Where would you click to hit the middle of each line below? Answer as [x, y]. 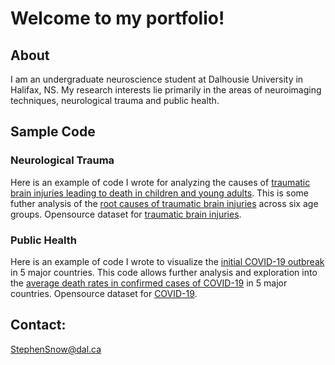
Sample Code [53, 132]
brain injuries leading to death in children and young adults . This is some [159, 193]
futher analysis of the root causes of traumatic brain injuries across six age [164, 203]
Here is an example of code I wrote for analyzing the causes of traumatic [160, 182]
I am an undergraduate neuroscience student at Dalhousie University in [157, 79]
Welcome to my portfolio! [117, 18]
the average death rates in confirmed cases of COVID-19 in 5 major [149, 283]
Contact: [38, 325]
